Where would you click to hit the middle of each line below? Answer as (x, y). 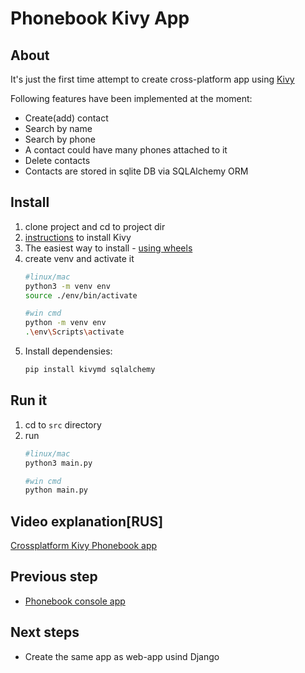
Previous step (54, 577)
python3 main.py (58, 463)
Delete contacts (57, 160)
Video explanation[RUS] (87, 521)
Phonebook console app (75, 601)
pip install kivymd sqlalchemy (90, 370)
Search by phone (60, 139)
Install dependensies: (68, 351)
